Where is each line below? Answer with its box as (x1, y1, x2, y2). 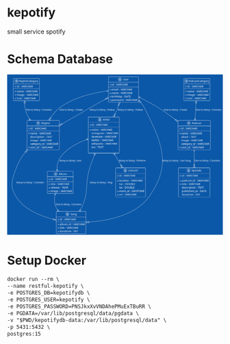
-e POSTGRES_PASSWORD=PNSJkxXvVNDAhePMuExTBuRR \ (7, 303, 152, 310)
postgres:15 (7, 330, 41, 338)
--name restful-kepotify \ (7, 282, 84, 290)
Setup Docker (7, 252, 87, 268)
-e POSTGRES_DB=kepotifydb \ (7, 289, 90, 297)
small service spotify (7, 27, 66, 36)
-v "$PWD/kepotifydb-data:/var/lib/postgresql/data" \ (7, 317, 167, 324)
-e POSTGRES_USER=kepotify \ (7, 296, 90, 304)
